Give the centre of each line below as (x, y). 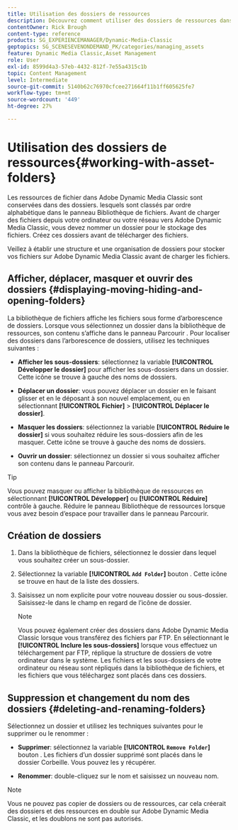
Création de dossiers (54, 536)
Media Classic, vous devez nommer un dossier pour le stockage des (107, 227)
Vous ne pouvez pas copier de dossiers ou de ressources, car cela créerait (117, 804)
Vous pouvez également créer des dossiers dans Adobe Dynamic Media (123, 630)
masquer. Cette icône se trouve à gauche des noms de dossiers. (112, 442)
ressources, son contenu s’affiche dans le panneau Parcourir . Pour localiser (119, 333)
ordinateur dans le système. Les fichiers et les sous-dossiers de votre (119, 660)
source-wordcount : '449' (44, 100)
